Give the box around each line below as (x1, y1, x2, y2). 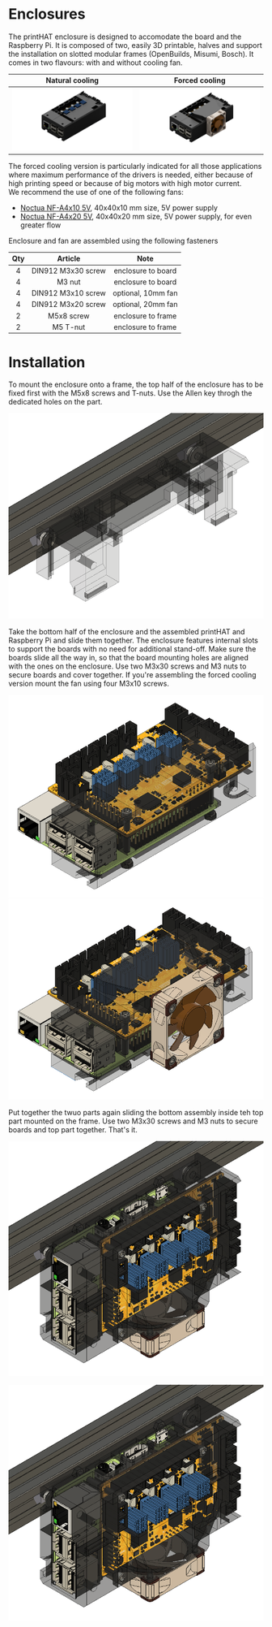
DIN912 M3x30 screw (31, 266, 107, 275)
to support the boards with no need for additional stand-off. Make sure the (8, 644, 257, 654)
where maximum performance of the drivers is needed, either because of (8, 170, 253, 180)
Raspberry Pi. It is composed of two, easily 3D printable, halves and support (8, 40, 263, 50)
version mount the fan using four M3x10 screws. (8, 679, 170, 689)
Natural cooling (45, 76, 100, 85)
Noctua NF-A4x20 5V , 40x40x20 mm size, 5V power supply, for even (19, 211, 253, 221)
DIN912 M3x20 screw (31, 300, 107, 309)
